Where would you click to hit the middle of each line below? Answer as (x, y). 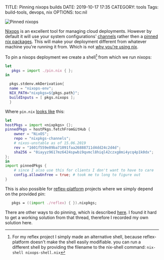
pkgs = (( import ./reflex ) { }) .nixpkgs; (54, 203)
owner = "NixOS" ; (31, 134)
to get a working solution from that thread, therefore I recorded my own (77, 217)
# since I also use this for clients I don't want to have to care (84, 171)
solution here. (19, 222)
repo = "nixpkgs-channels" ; (42, 139)
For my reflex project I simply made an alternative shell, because (77, 237)
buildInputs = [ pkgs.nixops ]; (42, 97)
